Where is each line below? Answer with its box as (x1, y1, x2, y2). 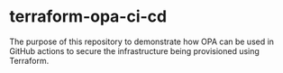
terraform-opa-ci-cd (9, 6, 168, 27)
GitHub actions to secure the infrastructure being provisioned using (9, 45, 260, 56)
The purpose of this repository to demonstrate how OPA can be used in (9, 36, 275, 47)
